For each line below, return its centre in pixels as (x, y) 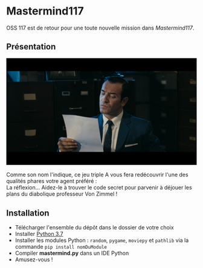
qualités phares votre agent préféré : (52, 181)
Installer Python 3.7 (39, 234)
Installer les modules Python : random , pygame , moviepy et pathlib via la (102, 240)
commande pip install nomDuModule (61, 247)
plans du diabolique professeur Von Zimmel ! (62, 194)
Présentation (31, 47)
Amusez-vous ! (34, 260)
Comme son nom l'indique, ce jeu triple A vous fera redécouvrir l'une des (97, 175)
